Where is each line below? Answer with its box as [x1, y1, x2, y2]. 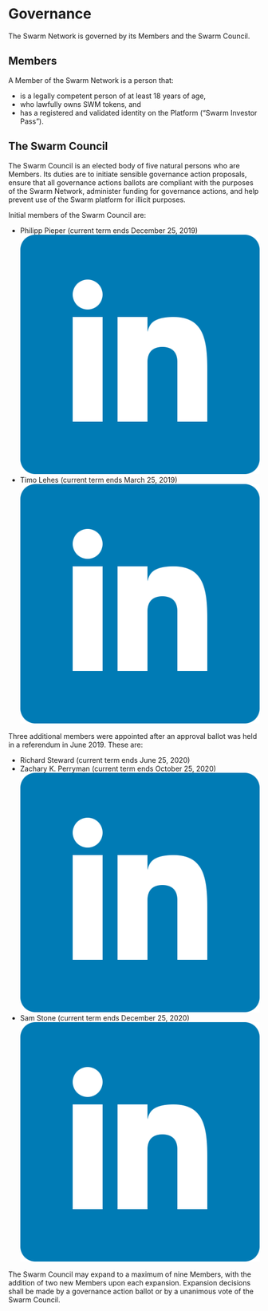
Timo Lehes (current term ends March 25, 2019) [19, 475, 178, 484]
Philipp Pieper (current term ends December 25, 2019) [19, 225, 198, 235]
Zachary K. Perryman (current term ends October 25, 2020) [19, 764, 217, 773]
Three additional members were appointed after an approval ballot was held [8, 731, 258, 740]
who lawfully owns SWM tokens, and [19, 99, 141, 109]
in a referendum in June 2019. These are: [8, 740, 144, 749]
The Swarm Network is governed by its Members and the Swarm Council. [8, 31, 250, 41]
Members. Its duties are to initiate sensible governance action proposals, [8, 169, 247, 179]
